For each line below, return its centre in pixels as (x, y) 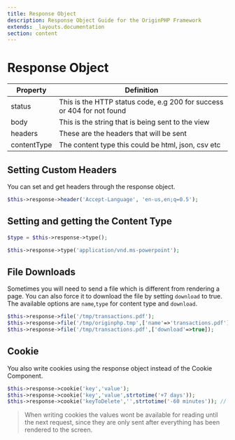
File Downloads (41, 271)
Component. (25, 376)
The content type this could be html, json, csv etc (140, 145)
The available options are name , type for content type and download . (102, 304)
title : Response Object (42, 14)
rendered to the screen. (58, 430)
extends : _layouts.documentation (56, 27)
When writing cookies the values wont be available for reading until (121, 415)
